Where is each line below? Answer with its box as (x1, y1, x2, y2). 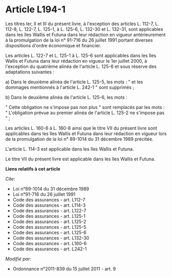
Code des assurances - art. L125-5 (12, 224, 86, 230)
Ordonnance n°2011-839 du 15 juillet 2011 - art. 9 (12, 266, 116, 272)
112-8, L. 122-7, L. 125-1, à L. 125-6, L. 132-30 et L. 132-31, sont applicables (5, 26, 163, 32)
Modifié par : (5, 255, 32, 262)
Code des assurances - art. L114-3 (12, 202, 86, 208)
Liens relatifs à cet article (5, 165, 61, 172)
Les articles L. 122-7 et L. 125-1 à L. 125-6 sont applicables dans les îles (5, 52, 157, 59)
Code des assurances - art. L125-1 (12, 213, 86, 219)
